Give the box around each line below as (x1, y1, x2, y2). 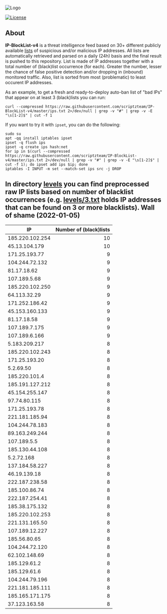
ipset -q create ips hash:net (5, 144, 68, 150)
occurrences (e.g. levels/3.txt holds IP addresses (5, 196, 162, 204)
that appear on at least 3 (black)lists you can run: (5, 94, 106, 100)
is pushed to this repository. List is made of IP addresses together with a (5, 58, 154, 64)
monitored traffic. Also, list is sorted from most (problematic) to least (5, 74, 146, 80)
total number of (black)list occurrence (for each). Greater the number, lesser (5, 63, 162, 70)
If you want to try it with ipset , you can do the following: (5, 122, 121, 128)
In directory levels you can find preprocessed (5, 180, 150, 189)
